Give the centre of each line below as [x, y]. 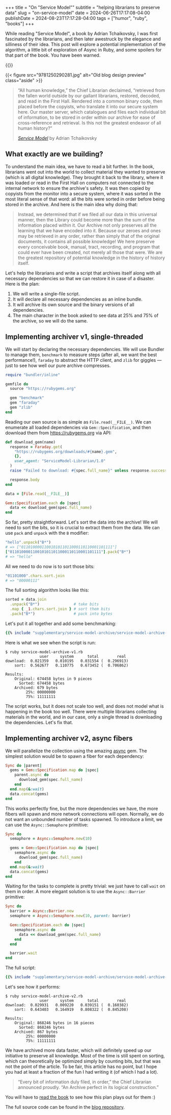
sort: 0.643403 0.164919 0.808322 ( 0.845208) [72, 1010]
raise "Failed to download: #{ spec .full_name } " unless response [79, 470]
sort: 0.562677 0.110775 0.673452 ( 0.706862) [72, 665]
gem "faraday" [25, 403]
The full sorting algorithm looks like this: [47, 590]
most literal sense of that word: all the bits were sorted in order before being [85, 199]
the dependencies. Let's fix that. [39, 722]
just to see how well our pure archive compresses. [58, 365]
